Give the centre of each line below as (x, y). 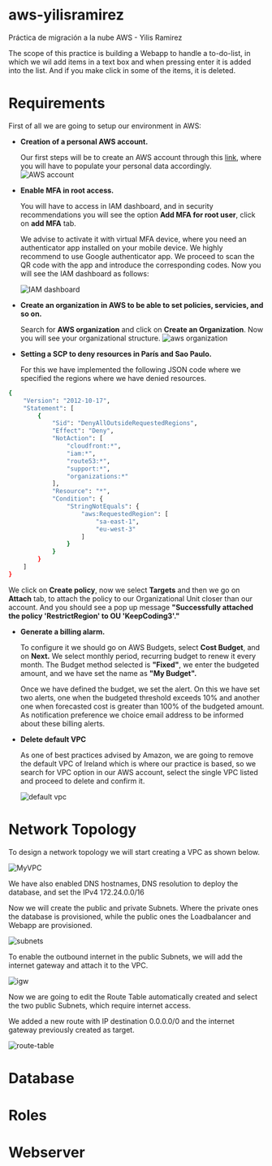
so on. (31, 314)
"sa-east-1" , (117, 522)
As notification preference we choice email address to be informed (132, 715)
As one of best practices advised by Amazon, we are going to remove (137, 755)
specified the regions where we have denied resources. (113, 378)
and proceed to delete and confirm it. (82, 781)
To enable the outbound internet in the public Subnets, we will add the (126, 956)
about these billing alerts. (63, 723)
